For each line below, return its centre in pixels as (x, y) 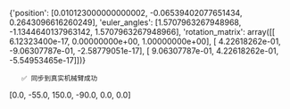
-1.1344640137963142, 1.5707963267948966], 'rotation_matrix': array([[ (142, 32)
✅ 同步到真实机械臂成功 (59, 79)
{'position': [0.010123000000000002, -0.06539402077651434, (126, 13)
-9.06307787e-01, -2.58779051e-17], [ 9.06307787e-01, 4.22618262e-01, (144, 51)
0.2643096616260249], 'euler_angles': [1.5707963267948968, (125, 22)
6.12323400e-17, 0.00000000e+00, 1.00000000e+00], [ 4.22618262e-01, (145, 41)
